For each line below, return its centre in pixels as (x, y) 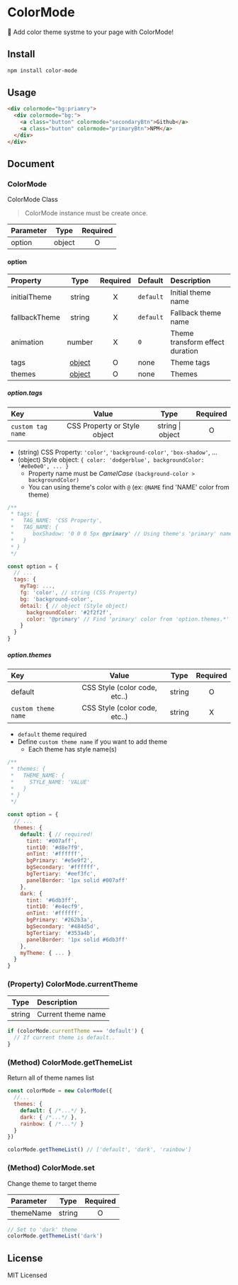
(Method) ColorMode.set (51, 1168)
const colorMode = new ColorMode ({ (60, 1091)
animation (27, 342)
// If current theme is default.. (64, 1038)
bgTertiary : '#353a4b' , (61, 933)
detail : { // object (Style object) (74, 606)
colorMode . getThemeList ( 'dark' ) (55, 1236)
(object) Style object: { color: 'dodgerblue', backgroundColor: (111, 459)
